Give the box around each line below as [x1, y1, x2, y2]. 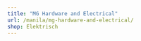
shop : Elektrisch [7, 23, 59, 30]
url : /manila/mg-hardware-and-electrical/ [7, 17, 134, 24]
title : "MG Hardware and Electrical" [7, 10, 118, 17]
